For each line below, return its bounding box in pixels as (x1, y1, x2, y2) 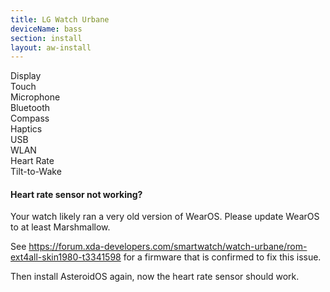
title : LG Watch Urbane (10, 14, 110, 25)
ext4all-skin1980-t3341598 (10, 251, 122, 263)
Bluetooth (10, 102, 51, 114)
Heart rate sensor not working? (10, 188, 143, 200)
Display (10, 70, 42, 82)
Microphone (10, 91, 61, 103)
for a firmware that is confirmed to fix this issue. (123, 251, 322, 263)
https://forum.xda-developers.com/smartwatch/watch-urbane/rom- (28, 241, 308, 253)
